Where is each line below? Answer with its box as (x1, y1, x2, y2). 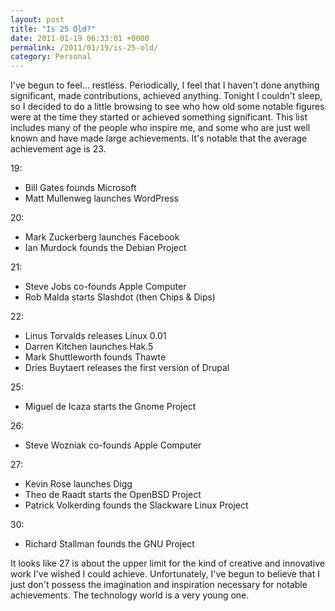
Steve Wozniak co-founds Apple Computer (24, 439, 202, 451)
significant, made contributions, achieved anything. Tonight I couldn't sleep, (10, 90, 323, 102)
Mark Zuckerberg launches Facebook (24, 231, 180, 243)
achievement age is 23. (10, 143, 107, 155)
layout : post (10, 14, 65, 25)
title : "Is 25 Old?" (10, 24, 97, 34)
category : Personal (10, 52, 92, 62)
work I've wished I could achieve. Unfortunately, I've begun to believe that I (10, 568, 320, 580)
